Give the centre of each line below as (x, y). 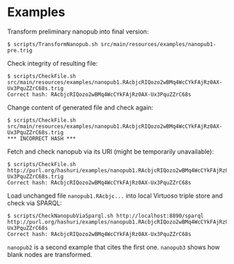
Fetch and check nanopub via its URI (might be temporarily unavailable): (111, 152)
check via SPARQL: (35, 203)
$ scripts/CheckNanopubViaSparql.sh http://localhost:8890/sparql (106, 216)
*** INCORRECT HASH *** (42, 138)
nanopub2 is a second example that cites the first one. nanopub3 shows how (114, 247)
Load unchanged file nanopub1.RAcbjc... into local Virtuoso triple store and (115, 196)
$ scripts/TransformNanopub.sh (53, 44)
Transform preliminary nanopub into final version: (78, 31)
